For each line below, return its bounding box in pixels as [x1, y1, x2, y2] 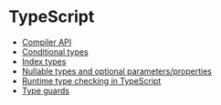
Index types [21, 56, 67, 67]
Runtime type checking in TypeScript [21, 75, 162, 86]
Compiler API [21, 37, 72, 47]
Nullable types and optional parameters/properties [21, 66, 212, 77]
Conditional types [21, 46, 89, 57]
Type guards [21, 85, 70, 96]
